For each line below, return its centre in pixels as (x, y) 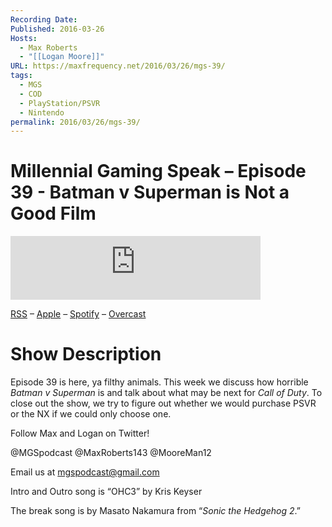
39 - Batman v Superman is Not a (150, 192)
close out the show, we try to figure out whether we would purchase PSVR (163, 403)
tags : (21, 76)
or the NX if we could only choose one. (91, 414)
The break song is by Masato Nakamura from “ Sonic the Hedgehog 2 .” (155, 511)
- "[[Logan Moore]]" (62, 57)
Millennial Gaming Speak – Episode (158, 171)
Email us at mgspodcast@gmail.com (85, 472)
